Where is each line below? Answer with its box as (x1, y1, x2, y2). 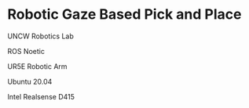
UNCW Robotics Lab (7, 31, 74, 41)
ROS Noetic (7, 46, 45, 56)
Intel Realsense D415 (7, 92, 75, 101)
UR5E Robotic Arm (7, 61, 68, 71)
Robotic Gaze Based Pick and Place (7, 5, 242, 23)
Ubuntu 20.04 (7, 77, 53, 86)
